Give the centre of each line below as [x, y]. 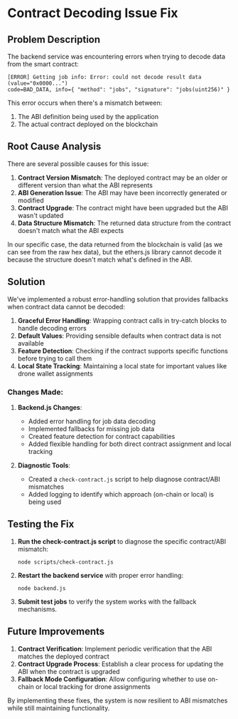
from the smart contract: [43, 64]
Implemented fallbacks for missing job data [91, 428]
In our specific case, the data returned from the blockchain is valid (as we [115, 244]
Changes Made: [36, 392]
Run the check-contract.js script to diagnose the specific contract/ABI [122, 541]
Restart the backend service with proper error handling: [100, 575]
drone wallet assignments [55, 373]
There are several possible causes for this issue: [78, 164]
